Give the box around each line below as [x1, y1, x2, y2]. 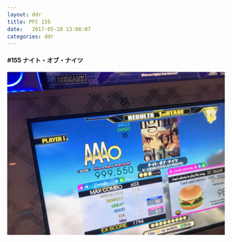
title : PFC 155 [7, 18, 51, 26]
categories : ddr [7, 33, 54, 40]
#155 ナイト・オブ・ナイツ [7, 56, 84, 64]
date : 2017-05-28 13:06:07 [7, 26, 91, 32]
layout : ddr [7, 11, 41, 18]
